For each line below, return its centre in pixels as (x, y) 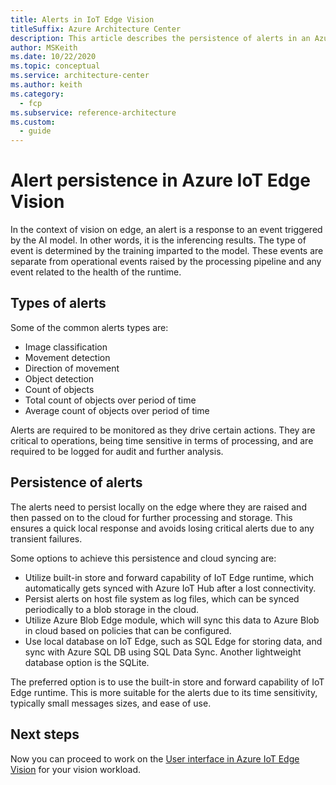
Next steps (45, 734)
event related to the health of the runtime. (96, 272)
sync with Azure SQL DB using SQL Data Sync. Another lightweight (163, 652)
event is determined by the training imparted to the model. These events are (167, 251)
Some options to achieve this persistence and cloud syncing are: (143, 558)
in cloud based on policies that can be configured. (128, 630)
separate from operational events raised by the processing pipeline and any (166, 262)
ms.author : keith (46, 85)
